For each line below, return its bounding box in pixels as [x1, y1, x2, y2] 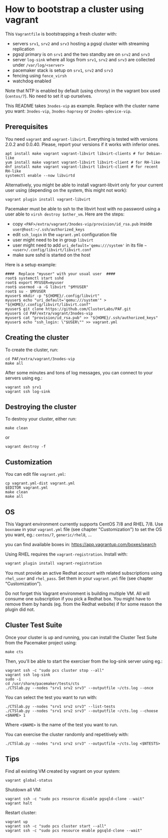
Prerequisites [5, 123, 48, 131]
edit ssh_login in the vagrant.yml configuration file [12, 231, 117, 237]
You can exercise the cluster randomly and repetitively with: [5, 731, 129, 737]
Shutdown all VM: [5, 786, 42, 792]
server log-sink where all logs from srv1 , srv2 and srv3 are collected [12, 56, 155, 62]
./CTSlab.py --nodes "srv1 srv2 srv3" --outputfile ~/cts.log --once [5, 685, 154, 690]
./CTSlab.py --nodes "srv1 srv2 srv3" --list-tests [5, 704, 115, 709]
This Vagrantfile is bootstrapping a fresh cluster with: [5, 31, 117, 37]
